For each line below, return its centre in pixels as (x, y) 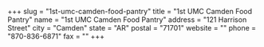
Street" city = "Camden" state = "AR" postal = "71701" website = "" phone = (132, 28)
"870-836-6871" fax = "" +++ (56, 36)
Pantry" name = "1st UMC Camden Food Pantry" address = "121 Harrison (127, 20)
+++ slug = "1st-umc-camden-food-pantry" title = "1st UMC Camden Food (130, 11)
